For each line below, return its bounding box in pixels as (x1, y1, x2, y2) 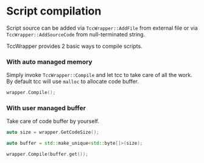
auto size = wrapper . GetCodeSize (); (6, 129, 99, 136)
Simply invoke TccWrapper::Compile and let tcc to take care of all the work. (6, 72, 193, 79)
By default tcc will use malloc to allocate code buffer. (6, 78, 139, 85)
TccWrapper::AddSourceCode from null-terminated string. (6, 30, 146, 38)
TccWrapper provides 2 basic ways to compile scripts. (6, 42, 142, 50)
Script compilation (6, 4, 102, 18)
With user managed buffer (6, 104, 86, 113)
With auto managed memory (6, 58, 93, 66)
